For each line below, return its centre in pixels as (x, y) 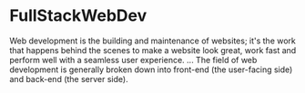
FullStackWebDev (78, 16)
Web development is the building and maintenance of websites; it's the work (152, 41)
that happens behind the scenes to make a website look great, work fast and (153, 50)
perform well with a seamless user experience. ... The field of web (133, 60)
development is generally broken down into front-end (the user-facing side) (151, 70)
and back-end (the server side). (69, 79)
